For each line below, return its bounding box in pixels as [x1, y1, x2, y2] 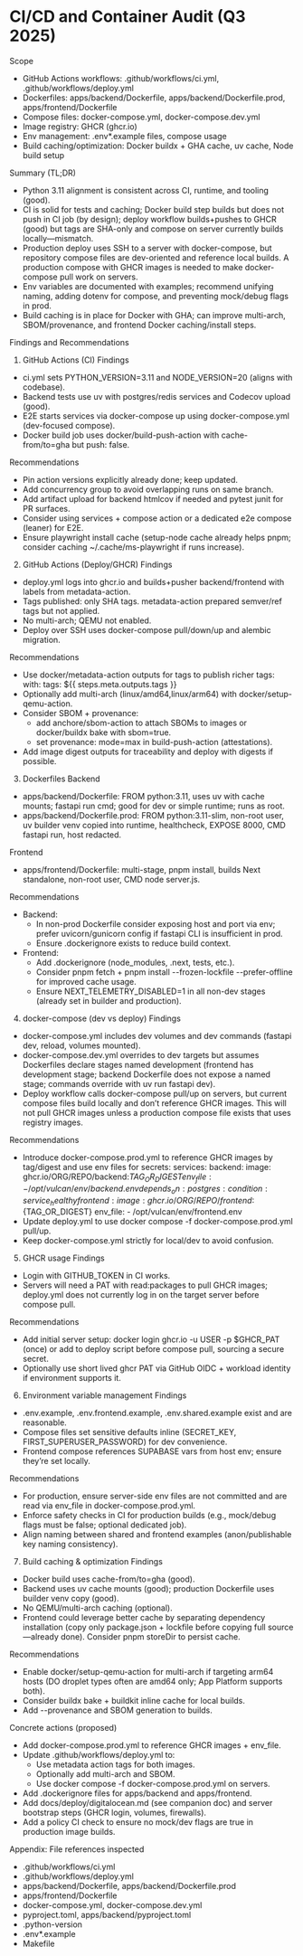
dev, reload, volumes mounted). [22, 1040, 141, 1051]
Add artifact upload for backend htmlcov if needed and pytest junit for [22, 493, 284, 504]
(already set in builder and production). [35, 995, 183, 1006]
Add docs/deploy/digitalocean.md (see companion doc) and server [22, 1798, 273, 1809]
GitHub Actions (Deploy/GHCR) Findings [22, 559, 173, 570]
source [267, 1621, 294, 1633]
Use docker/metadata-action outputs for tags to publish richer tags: [22, 669, 276, 680]
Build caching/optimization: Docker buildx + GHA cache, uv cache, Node [22, 140, 294, 151]
